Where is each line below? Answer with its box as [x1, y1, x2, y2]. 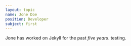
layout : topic [5, 7, 35, 12]
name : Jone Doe [5, 12, 37, 17]
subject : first [5, 21, 37, 26]
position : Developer [5, 16, 49, 21]
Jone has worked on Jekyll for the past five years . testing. [5, 35, 126, 41]
